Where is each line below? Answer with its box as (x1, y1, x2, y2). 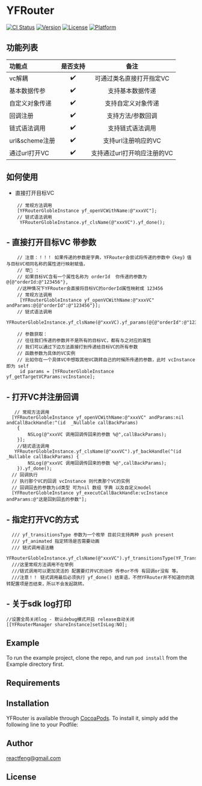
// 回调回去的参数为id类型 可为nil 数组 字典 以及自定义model (11, 485, 151, 491)
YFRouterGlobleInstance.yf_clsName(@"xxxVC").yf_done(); (19, 219, 165, 225)
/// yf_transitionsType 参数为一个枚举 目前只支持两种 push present (11, 532, 174, 538)
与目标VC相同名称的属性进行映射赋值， (6, 261, 88, 267)
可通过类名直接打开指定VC (94, 74, 170, 83)
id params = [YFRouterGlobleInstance (19, 369, 114, 375)
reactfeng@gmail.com (6, 754, 61, 761)
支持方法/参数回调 (106, 112, 158, 120)
